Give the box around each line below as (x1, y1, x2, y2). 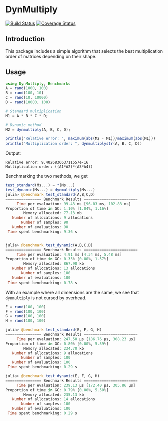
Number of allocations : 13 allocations (12, 266, 95, 271)
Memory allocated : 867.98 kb (23, 261, 84, 266)
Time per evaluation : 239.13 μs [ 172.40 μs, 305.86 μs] (16, 383, 136, 388)
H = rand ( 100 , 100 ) (5, 318, 46, 323)
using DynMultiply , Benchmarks (5, 81, 71, 86)
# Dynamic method (5, 122, 42, 127)
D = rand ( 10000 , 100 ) (5, 100, 51, 105)
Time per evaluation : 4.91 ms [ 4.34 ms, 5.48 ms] (16, 252, 122, 257)
